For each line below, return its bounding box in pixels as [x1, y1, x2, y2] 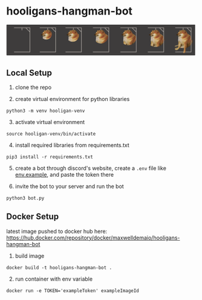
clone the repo [15, 83, 52, 91]
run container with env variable [15, 275, 93, 282]
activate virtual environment [15, 118, 85, 125]
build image [15, 252, 45, 259]
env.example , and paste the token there [15, 171, 114, 178]
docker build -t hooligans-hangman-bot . [6, 264, 112, 270]
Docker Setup [6, 212, 59, 222]
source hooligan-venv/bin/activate [6, 131, 96, 137]
